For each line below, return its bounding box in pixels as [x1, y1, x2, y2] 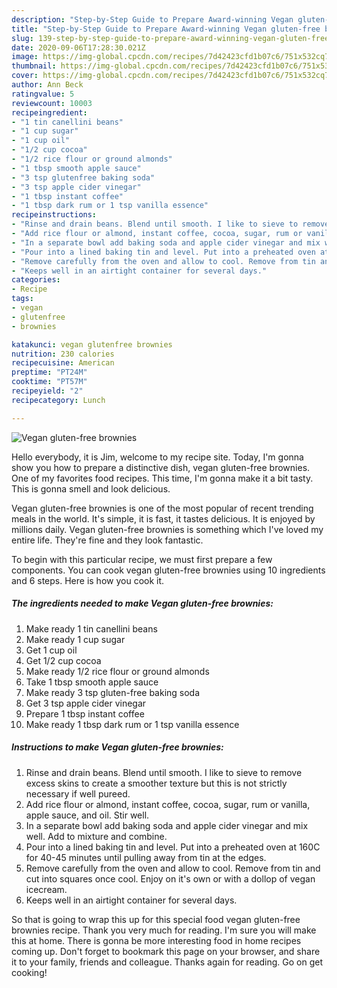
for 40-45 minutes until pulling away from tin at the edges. [25, 851, 267, 863]
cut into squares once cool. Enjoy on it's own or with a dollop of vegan [25, 872, 316, 885]
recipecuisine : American [11, 358, 115, 368]
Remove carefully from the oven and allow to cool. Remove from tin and [25, 862, 321, 874]
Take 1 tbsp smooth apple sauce [25, 676, 159, 688]
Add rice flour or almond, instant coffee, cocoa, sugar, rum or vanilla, [25, 798, 311, 810]
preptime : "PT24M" [11, 367, 88, 378]
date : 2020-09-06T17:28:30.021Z [11, 42, 146, 53]
